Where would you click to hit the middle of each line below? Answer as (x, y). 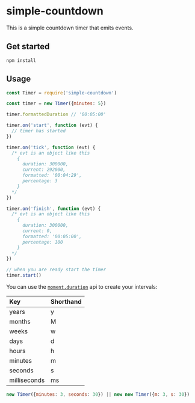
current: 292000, (44, 170)
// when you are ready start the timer (56, 270)
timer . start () (24, 275)
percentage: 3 (40, 181)
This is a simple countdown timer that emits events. (70, 28)
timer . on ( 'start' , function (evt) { (52, 125)
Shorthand (66, 302)
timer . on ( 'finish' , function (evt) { (54, 209)
